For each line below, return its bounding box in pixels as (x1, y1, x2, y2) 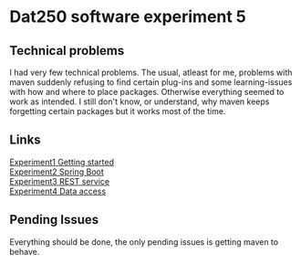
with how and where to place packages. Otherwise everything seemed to (9, 87, 285, 97)
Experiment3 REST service (9, 175, 110, 186)
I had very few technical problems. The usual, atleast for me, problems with (9, 67, 293, 78)
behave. (9, 246, 40, 257)
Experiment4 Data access (9, 185, 107, 196)
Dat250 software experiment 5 (9, 6, 246, 27)
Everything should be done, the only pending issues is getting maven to (9, 236, 279, 248)
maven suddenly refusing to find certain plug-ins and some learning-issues (9, 77, 293, 88)
